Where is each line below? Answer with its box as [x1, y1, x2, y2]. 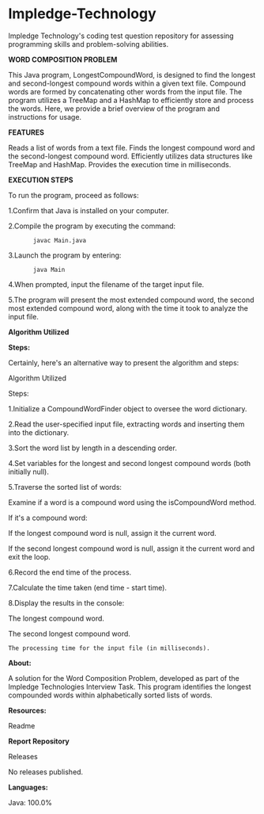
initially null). [8, 467, 50, 476]
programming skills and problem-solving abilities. [8, 39, 168, 48]
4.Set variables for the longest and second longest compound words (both [8, 458, 251, 468]
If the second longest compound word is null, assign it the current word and [8, 544, 255, 553]
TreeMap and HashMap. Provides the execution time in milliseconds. [8, 159, 232, 169]
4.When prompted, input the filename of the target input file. [8, 279, 205, 289]
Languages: [8, 782, 49, 792]
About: [8, 658, 32, 667]
